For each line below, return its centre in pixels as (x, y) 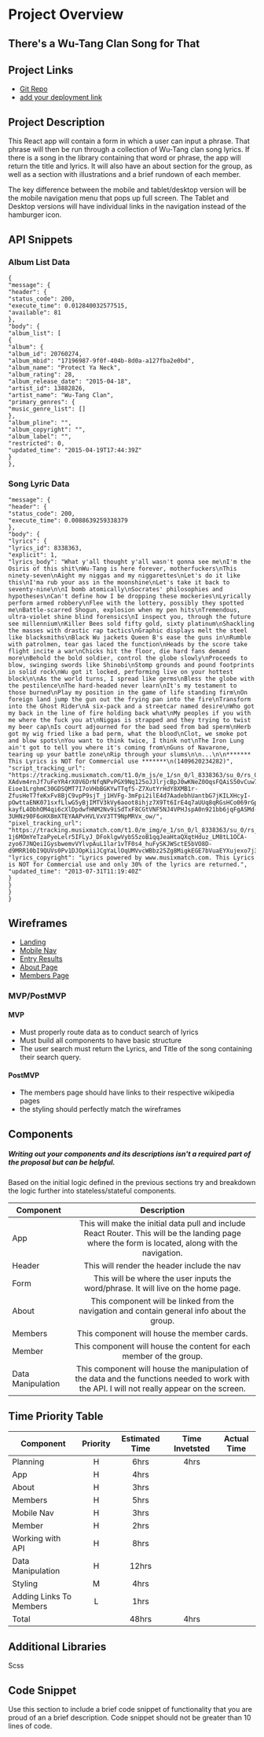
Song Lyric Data (39, 484)
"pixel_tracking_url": (45, 823)
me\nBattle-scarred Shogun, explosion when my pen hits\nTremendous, (125, 610)
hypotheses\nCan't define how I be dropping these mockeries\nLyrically (130, 596)
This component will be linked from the (162, 1301)
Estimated (141, 1438)
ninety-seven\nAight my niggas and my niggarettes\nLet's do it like (125, 576)
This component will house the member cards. (163, 1333)
